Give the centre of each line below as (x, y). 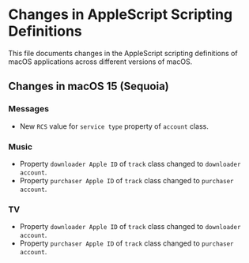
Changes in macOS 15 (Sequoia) (89, 86)
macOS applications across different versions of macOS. (100, 62)
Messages (29, 109)
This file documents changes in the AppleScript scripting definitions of (123, 53)
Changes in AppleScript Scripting (121, 15)
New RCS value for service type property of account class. (114, 126)
